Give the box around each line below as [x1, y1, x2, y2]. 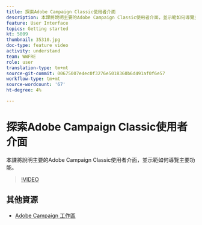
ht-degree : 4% [6, 87, 42, 93]
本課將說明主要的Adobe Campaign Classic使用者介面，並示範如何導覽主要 [6, 156, 191, 163]
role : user [6, 59, 34, 65]
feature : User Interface [6, 20, 69, 26]
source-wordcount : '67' [6, 82, 66, 88]
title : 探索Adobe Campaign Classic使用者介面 [6, 8, 116, 15]
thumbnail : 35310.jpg [6, 37, 61, 43]
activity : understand [6, 48, 61, 54]
